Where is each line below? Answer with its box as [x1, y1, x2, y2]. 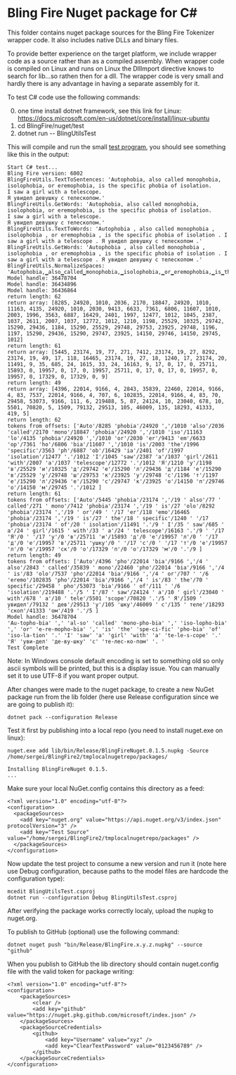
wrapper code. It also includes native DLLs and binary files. [7, 35, 179, 44]
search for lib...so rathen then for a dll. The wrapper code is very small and [7, 72, 223, 80]
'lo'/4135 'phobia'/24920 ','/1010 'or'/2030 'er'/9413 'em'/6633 [7, 434, 206, 441]
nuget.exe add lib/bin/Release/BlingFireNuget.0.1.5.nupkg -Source [7, 747, 209, 754]
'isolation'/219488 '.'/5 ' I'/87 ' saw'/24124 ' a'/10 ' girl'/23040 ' [7, 589, 225, 596]
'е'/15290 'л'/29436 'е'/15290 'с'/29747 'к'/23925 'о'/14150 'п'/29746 [7, 477, 225, 485]
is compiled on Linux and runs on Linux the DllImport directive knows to [7, 64, 214, 73]
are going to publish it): [7, 700, 74, 708]
